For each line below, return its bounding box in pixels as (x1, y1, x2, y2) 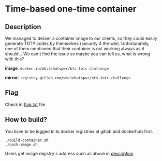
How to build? (5, 116, 47, 124)
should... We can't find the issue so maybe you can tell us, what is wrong (5, 51, 150, 57)
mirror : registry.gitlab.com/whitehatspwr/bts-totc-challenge (5, 75, 131, 80)
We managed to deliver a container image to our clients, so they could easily (5, 35, 157, 41)
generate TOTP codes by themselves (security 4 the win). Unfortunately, (5, 41, 150, 46)
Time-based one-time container (5, 3, 137, 15)
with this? (5, 56, 24, 61)
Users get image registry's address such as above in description (5, 150, 134, 156)
